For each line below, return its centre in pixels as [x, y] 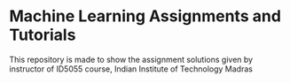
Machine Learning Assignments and [145, 16]
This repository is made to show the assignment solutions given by [131, 59]
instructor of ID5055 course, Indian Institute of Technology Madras [131, 69]
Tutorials [43, 35]
